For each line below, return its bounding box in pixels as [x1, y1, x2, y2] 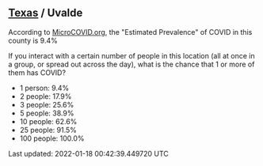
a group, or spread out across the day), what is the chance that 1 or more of [8, 59, 255, 69]
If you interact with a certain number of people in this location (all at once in [8, 51, 255, 60]
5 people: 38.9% [19, 108, 74, 118]
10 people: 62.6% [19, 116, 78, 126]
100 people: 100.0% [19, 134, 85, 143]
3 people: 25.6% [19, 100, 74, 109]
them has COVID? [8, 67, 66, 77]
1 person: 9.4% [19, 83, 70, 92]
